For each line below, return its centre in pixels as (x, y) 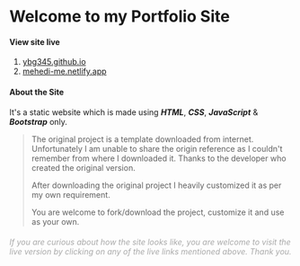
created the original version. (84, 167)
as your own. (55, 221)
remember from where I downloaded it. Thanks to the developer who (159, 158)
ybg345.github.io (54, 62)
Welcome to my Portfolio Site (120, 17)
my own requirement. (71, 194)
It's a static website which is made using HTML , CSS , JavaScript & (134, 112)
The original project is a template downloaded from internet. (142, 139)
